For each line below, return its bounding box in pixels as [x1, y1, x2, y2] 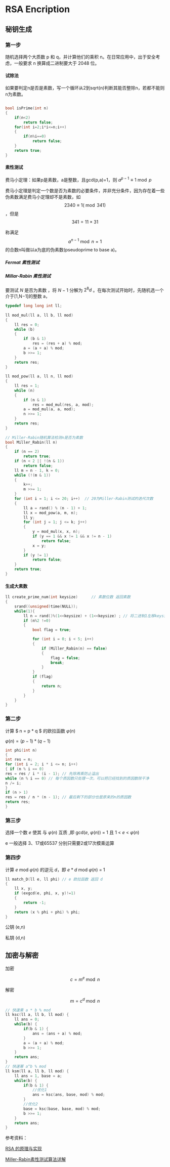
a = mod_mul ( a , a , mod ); [23, 407, 76, 412]
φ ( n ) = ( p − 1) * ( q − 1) [5, 738, 51, 744]
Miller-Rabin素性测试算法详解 [5, 1156, 66, 1162]
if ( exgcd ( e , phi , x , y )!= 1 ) [14, 891, 76, 896]
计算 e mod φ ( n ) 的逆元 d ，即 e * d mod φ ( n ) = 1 [5, 867, 105, 873]
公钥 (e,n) [5, 924, 25, 930]
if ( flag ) [32, 674, 53, 679]
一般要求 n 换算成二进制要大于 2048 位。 [14, 60, 100, 66]
